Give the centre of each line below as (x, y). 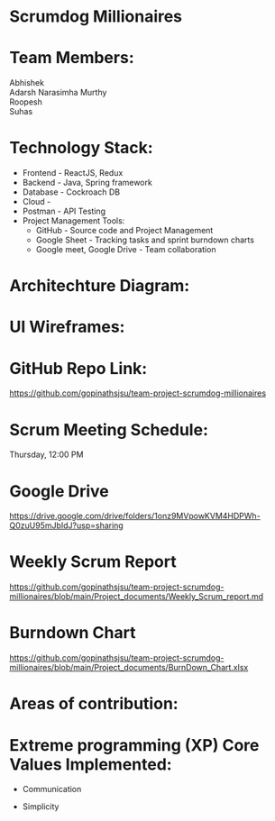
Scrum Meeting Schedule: (109, 429)
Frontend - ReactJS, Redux (73, 173)
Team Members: (72, 58)
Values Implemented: (91, 764)
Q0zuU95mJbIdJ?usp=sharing (66, 525)
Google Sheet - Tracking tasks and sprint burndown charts (145, 240)
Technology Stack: (81, 148)
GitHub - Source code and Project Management (124, 231)
